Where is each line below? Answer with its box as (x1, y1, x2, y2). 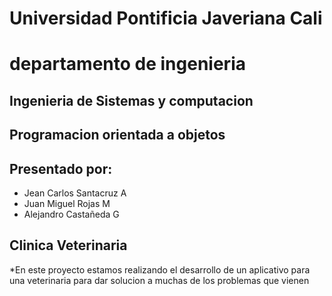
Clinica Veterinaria (9, 237, 128, 254)
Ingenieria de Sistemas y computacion (9, 92, 254, 109)
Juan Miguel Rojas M (23, 197, 111, 209)
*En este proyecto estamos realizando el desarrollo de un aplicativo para (9, 263, 311, 276)
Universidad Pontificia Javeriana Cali (9, 7, 323, 30)
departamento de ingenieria (9, 53, 246, 76)
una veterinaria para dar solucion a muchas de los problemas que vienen (9, 274, 310, 286)
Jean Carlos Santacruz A (23, 187, 127, 199)
